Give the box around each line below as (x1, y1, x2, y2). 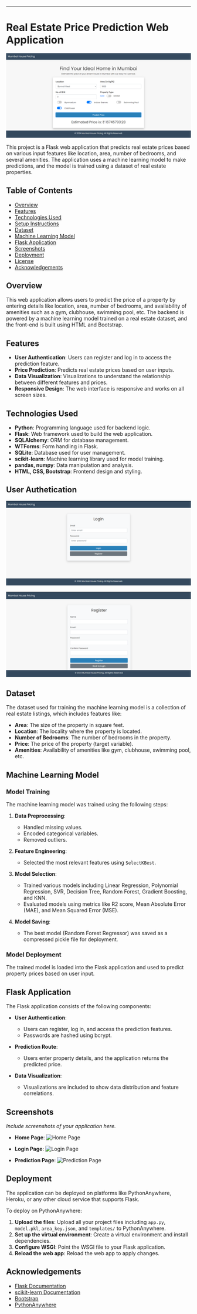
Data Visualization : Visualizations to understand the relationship (14, 373, 171, 380)
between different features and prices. (14, 379, 108, 386)
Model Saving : (14, 918, 51, 925)
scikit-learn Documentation (14, 1289, 81, 1296)
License (14, 257, 34, 265)
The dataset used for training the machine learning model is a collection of (6, 704, 186, 711)
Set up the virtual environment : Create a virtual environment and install (14, 1230, 188, 1238)
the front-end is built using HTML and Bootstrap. (6, 321, 124, 328)
